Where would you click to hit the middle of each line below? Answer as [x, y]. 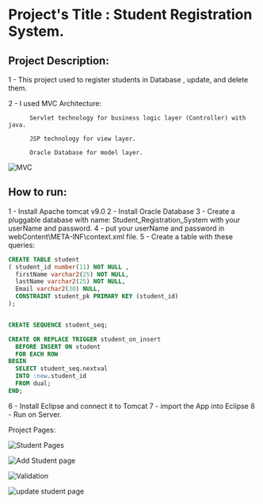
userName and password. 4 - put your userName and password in [116, 228]
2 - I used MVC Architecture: [55, 103]
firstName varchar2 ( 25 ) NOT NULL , [72, 274]
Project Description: [59, 61]
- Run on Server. [35, 414]
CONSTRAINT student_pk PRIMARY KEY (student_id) [97, 296]
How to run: [38, 192]
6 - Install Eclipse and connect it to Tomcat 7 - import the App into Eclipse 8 [131, 406]
